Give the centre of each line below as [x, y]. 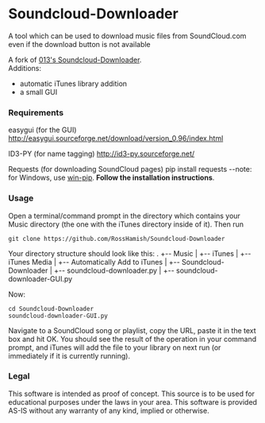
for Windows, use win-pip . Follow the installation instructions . [111, 178]
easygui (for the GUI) [42, 130]
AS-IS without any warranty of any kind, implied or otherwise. [109, 410]
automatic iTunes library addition [73, 83]
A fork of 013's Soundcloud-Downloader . [75, 60]
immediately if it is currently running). [69, 355]
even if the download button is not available [79, 44]
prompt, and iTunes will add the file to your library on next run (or [115, 347]
